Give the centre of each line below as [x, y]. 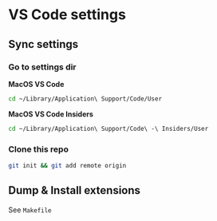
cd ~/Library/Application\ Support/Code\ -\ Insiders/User [108, 128]
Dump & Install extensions [75, 190]
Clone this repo [39, 149]
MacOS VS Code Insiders [51, 114]
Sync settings [43, 44]
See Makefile [30, 210]
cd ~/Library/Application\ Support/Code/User [85, 99]
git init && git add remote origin [67, 165]
